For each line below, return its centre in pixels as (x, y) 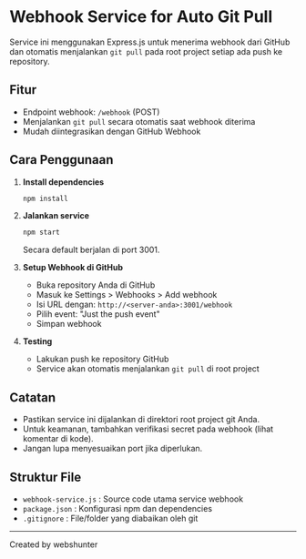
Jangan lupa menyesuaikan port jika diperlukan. (112, 449)
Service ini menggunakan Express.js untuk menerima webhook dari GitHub (150, 42)
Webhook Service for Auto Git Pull (141, 17)
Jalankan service (56, 216)
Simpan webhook (69, 324)
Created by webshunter (54, 544)
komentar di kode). (58, 439)
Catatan (33, 397)
